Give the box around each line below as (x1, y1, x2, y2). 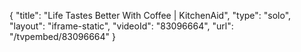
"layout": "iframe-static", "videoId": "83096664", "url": (9, 20, 234, 32)
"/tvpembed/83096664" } (9, 31, 116, 42)
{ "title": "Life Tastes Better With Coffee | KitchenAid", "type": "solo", (9, 10, 292, 21)
